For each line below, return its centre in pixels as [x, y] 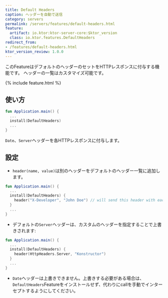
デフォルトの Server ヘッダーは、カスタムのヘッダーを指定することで [83, 224]
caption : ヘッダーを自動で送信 [34, 14]
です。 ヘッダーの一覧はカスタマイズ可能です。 [58, 72]
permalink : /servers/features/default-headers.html [60, 24]
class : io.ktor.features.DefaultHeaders [52, 38]
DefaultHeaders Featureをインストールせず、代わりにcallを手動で [79, 284]
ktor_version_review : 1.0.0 [34, 51]
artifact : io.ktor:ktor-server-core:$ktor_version [63, 33]
